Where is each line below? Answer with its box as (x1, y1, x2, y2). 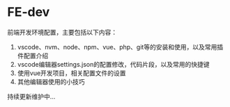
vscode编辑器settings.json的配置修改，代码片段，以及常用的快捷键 (17, 60, 210, 68)
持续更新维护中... (7, 92, 56, 101)
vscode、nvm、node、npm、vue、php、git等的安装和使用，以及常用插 (17, 42, 224, 51)
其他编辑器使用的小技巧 (17, 77, 85, 85)
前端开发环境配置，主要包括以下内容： (7, 28, 117, 36)
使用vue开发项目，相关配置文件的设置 (17, 69, 127, 77)
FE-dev (7, 4, 50, 20)
